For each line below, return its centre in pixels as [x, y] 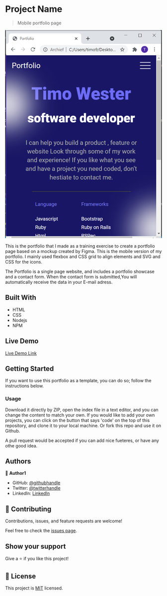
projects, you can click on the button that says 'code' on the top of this [78, 420]
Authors [18, 462]
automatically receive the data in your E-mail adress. [59, 282]
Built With [21, 298]
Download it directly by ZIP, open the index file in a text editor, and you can [82, 410]
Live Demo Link [21, 353]
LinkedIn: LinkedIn [31, 494]
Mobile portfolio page [39, 23]
